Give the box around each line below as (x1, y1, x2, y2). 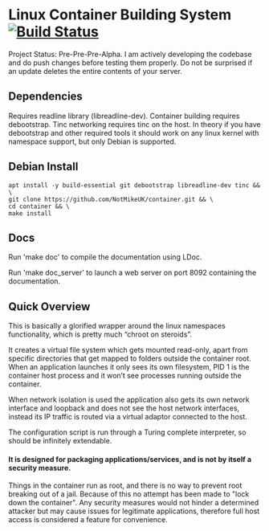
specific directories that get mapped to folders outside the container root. (8, 353, 251, 363)
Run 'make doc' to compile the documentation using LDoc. (8, 252, 202, 262)
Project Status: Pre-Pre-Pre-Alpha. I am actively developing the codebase (8, 49, 252, 59)
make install (8, 209, 52, 218)
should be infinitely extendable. (8, 436, 112, 446)
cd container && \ (8, 202, 70, 210)
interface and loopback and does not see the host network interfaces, (8, 403, 239, 413)
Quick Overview (8, 300, 91, 313)
